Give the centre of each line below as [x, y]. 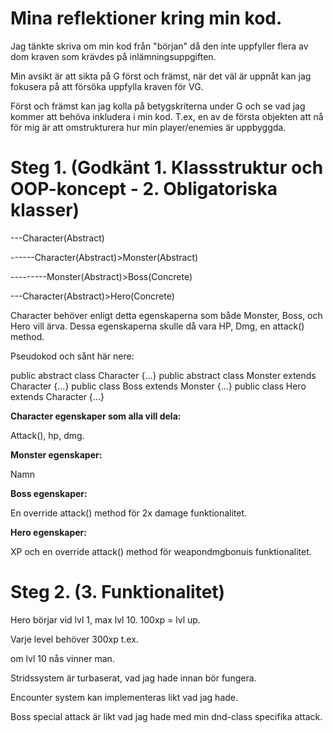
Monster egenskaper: [56, 454]
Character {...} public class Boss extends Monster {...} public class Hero [158, 386]
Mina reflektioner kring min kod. [146, 18]
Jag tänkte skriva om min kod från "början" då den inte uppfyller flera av [159, 46]
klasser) [45, 210]
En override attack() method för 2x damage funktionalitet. [129, 513]
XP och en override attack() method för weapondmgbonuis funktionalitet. [161, 551]
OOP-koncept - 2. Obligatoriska [144, 189]
